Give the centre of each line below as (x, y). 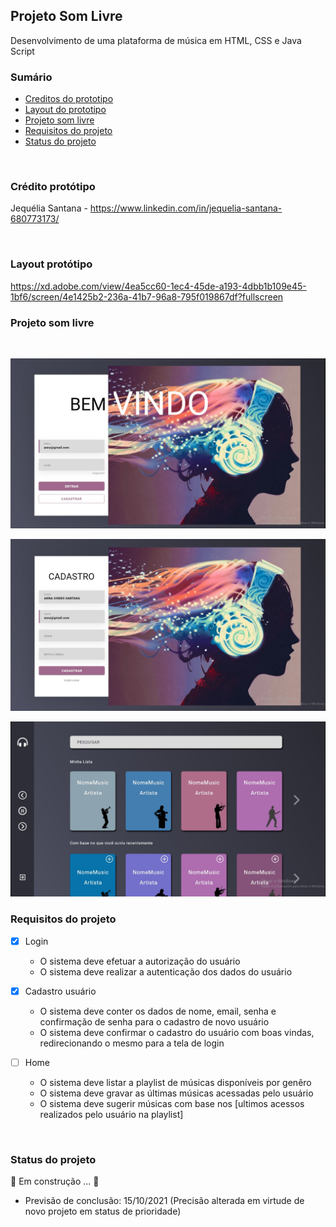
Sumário (31, 77)
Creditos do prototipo (69, 99)
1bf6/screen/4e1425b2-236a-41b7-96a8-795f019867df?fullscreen (147, 296)
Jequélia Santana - (49, 208)
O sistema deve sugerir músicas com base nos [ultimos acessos (172, 1103)
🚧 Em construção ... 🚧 (55, 1181)
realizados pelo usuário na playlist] (111, 1114)
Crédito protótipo (53, 187)
